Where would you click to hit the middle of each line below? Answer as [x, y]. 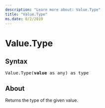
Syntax [16, 61]
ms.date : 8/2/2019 [24, 19]
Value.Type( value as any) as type [47, 73]
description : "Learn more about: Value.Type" [53, 10]
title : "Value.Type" [26, 14]
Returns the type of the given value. [42, 100]
